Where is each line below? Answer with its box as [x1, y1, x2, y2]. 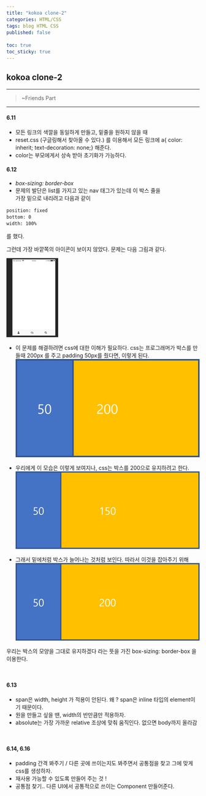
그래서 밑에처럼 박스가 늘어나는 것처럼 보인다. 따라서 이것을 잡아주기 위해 [15, 555, 189, 563]
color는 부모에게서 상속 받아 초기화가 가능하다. [15, 151, 127, 159]
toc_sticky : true [6, 49, 51, 55]
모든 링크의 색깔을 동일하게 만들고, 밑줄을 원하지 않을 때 [15, 128, 148, 136]
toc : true [6, 42, 32, 48]
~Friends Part [21, 94, 56, 101]
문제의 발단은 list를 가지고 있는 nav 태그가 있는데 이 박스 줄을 [15, 187, 161, 195]
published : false [6, 29, 51, 36]
